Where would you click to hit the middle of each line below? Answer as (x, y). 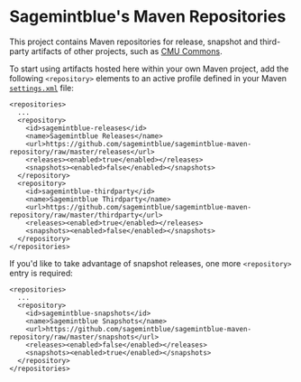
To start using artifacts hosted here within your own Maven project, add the (149, 69)
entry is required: (41, 273)
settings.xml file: (42, 88)
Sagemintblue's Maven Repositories (148, 17)
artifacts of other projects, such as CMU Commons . (127, 51)
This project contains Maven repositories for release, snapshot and (134, 42)
